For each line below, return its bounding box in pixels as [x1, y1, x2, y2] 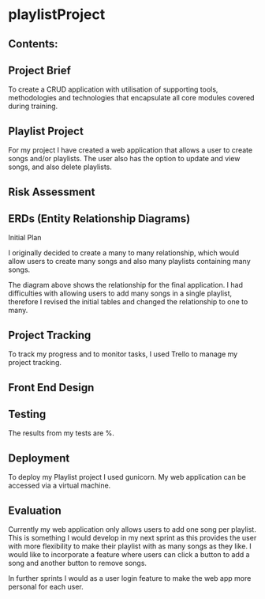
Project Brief [8, 63, 71, 77]
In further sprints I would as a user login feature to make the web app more [8, 574, 252, 583]
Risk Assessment [8, 185, 95, 198]
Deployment [8, 451, 70, 465]
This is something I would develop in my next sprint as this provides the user [8, 533, 257, 543]
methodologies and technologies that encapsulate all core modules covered [8, 93, 255, 103]
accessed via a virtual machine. [8, 480, 111, 491]
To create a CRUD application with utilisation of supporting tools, [8, 85, 218, 94]
